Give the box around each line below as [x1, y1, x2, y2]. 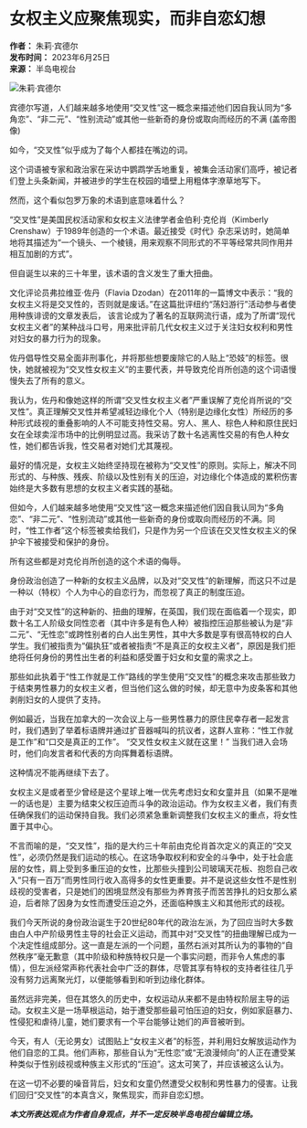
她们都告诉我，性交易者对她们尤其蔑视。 [25, 440, 178, 451]
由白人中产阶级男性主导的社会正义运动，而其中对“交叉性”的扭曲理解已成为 [9, 928, 290, 939]
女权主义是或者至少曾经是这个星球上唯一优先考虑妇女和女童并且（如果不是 [9, 786, 290, 797]
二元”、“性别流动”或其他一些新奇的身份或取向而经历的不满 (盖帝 [48, 113, 289, 124]
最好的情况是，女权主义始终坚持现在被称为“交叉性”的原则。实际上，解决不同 [9, 459, 297, 471]
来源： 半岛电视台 [9, 63, 76, 74]
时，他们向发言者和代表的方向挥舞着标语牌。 [9, 747, 178, 759]
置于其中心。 [9, 820, 58, 832]
